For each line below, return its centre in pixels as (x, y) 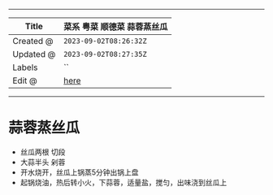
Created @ (33, 41)
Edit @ (25, 80)
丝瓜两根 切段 (43, 152)
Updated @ (34, 54)
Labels (25, 67)
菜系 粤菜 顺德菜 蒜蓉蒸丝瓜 (116, 27)
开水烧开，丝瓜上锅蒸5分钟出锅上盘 (80, 172)
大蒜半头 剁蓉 (43, 162)
